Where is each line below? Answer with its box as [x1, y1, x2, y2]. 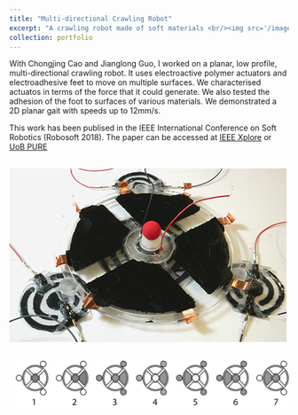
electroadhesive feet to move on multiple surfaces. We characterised [9, 77, 262, 88]
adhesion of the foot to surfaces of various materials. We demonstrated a [9, 96, 278, 106]
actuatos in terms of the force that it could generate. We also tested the [9, 87, 271, 98]
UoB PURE [9, 142, 48, 153]
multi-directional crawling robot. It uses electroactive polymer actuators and [9, 67, 287, 79]
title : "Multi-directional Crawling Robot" [9, 14, 173, 23]
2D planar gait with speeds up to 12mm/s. [9, 106, 161, 116]
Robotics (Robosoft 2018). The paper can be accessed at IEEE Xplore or [9, 132, 272, 143]
